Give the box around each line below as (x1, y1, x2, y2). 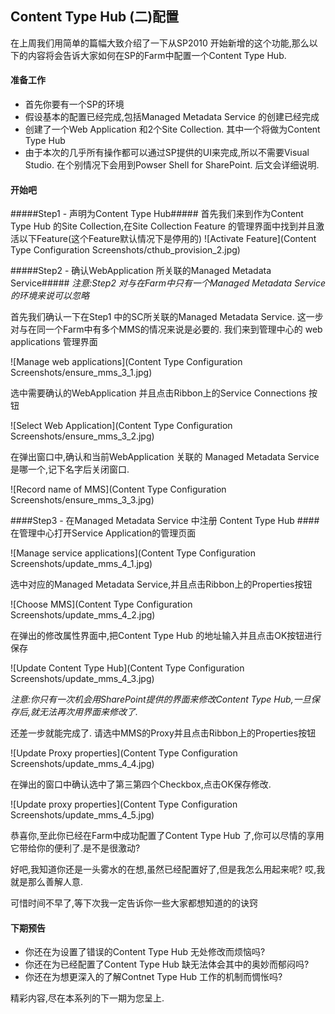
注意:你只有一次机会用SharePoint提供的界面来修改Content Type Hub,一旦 (10, 693, 312, 706)
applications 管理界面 (10, 336, 98, 348)
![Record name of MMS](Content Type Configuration (10, 483, 227, 496)
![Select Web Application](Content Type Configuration (10, 420, 233, 432)
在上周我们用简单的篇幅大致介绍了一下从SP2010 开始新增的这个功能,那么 (10, 37, 310, 49)
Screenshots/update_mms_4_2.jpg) (10, 609, 156, 621)
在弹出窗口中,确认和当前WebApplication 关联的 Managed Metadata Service (10, 451, 320, 463)
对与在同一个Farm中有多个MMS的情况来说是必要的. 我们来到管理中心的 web (10, 323, 323, 336)
